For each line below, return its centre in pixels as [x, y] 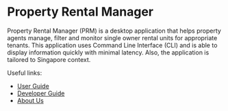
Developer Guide [41, 93]
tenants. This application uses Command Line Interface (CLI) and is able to [112, 45]
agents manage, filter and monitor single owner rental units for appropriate [112, 37]
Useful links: [25, 73]
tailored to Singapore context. [49, 59]
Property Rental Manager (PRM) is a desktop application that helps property [114, 31]
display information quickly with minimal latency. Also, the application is [108, 52]
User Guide [33, 86]
